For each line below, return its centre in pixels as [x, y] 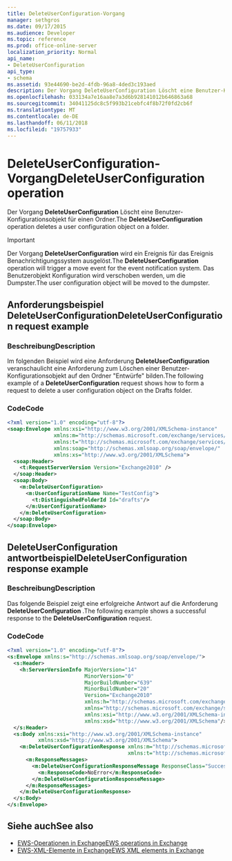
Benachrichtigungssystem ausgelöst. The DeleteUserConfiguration [103, 261]
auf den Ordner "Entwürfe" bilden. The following [136, 376]
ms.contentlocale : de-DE [43, 116]
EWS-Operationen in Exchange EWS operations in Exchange [102, 843]
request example [52, 326]
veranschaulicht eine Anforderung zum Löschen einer [84, 368]
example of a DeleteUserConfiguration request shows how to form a [106, 383]
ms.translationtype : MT [41, 110]
